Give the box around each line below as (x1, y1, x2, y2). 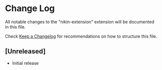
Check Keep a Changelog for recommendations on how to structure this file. (5, 33, 158, 39)
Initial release (12, 60, 39, 66)
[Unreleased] (5, 47, 46, 56)
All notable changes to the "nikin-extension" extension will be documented (5, 19, 154, 25)
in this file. (5, 24, 26, 29)
